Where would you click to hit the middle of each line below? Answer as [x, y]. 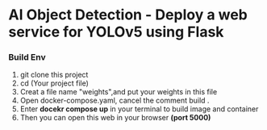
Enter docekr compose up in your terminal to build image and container [139, 109]
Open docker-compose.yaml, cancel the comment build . [115, 101]
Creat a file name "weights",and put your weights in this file [119, 92]
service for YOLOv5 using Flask [116, 32]
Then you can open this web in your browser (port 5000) [115, 118]
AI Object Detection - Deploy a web [128, 15]
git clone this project [54, 75]
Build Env [27, 57]
